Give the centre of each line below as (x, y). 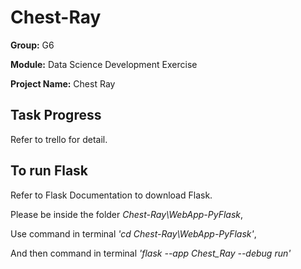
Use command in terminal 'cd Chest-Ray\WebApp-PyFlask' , (133, 233)
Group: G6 (32, 45)
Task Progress (56, 115)
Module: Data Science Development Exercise (104, 64)
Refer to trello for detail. (59, 139)
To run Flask (49, 171)
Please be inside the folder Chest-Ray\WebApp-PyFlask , (127, 214)
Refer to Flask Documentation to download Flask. (111, 195)
